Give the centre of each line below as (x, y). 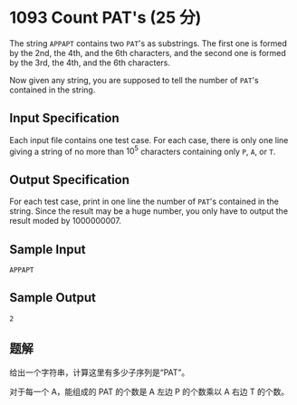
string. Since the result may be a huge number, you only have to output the (148, 211)
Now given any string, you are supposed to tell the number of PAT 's (134, 80)
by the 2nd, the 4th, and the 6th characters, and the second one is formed (148, 53)
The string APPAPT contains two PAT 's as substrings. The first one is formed (148, 43)
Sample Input (48, 249)
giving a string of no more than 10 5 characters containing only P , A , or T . (143, 150)
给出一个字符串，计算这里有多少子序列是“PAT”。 (100, 372)
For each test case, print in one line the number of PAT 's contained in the (144, 202)
